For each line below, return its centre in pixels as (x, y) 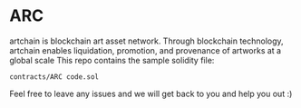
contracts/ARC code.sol (54, 77)
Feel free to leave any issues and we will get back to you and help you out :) (151, 93)
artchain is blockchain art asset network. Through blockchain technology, (146, 41)
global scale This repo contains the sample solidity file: (112, 60)
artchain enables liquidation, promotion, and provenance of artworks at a (146, 50)
